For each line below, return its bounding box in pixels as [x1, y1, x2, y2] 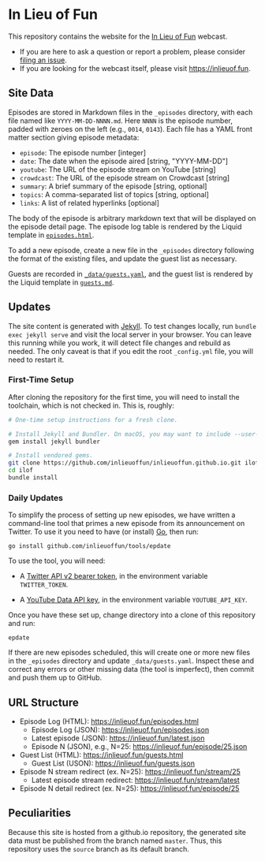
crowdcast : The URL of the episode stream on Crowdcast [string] [19, 173, 230, 182]
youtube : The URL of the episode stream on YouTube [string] [19, 164, 216, 174]
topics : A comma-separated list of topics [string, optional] [19, 189, 209, 199]
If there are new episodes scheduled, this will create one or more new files [8, 648, 251, 658]
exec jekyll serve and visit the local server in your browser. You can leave [8, 330, 252, 339]
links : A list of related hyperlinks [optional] [19, 198, 160, 207]
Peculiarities [8, 807, 71, 820]
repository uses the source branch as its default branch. [8, 844, 189, 853]
